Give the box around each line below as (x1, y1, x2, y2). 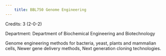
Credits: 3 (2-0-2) (5, 21, 42, 27)
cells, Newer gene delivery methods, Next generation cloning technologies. (5, 45, 161, 51)
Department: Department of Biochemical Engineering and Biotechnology (5, 30, 155, 36)
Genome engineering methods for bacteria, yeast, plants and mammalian (5, 40, 156, 46)
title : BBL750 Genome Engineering (14, 7, 87, 12)
